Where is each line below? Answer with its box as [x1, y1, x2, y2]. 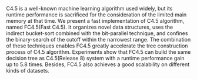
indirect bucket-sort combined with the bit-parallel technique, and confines [6, 30, 188, 37]
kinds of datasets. [6, 67, 50, 74]
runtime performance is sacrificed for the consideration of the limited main [6, 11, 187, 18]
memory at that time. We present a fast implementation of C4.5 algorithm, [6, 18, 185, 24]
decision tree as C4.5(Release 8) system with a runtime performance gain [6, 55, 185, 61]
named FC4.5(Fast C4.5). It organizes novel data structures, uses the [6, 23, 173, 30]
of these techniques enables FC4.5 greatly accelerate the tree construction [6, 42, 188, 49]
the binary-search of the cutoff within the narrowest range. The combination [6, 36, 191, 43]
